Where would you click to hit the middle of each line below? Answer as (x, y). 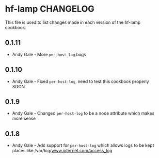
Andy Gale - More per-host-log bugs (49, 54)
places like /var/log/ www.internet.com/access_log (62, 151)
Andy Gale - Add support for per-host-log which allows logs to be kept (83, 145)
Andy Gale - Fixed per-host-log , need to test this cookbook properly (80, 81)
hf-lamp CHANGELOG (50, 9)
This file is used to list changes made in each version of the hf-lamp (73, 22)
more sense (24, 118)
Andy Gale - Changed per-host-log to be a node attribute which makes (83, 113)
